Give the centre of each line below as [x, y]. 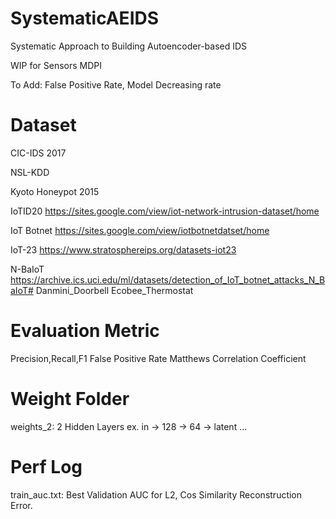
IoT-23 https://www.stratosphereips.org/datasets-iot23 [123, 249]
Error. [21, 505]
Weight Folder [70, 399]
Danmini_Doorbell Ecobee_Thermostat [114, 290]
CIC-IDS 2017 [38, 153]
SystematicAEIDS [85, 18]
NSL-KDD [30, 172]
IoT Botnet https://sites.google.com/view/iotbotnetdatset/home [140, 230]
